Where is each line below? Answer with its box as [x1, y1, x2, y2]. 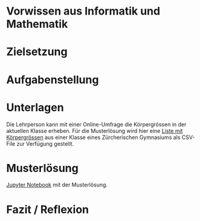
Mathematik [6, 17, 68, 31]
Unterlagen [6, 100, 65, 114]
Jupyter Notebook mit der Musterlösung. [6, 181, 108, 189]
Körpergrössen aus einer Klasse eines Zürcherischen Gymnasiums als [6, 134, 181, 141]
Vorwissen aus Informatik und [6, 4, 161, 18]
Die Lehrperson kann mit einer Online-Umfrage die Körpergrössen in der [6, 120, 187, 128]
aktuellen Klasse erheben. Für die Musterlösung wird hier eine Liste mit [6, 127, 183, 134]
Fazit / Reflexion [6, 202, 89, 216]
